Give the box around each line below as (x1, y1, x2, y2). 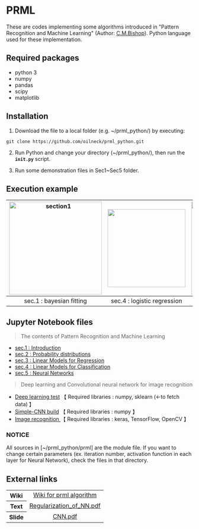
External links (6, 474, 58, 484)
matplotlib (14, 94, 40, 101)
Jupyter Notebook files (6, 317, 93, 327)
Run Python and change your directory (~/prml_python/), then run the (14, 149, 185, 156)
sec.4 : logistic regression (110, 297, 182, 305)
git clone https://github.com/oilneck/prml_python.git (6, 138, 145, 144)
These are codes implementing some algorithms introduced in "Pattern (6, 23, 179, 30)
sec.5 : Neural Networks (14, 369, 74, 377)
